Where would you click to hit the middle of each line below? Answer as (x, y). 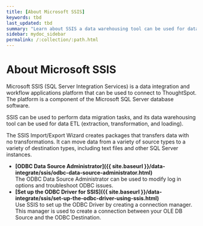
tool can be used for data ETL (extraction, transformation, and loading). (95, 124)
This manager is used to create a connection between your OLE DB (99, 211)
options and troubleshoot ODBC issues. (64, 185)
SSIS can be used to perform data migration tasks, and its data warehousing (101, 117)
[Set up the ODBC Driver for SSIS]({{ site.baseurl (77, 192)
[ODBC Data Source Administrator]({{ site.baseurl (79, 166)
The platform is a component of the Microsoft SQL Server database (90, 99)
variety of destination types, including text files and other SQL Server (92, 148)
